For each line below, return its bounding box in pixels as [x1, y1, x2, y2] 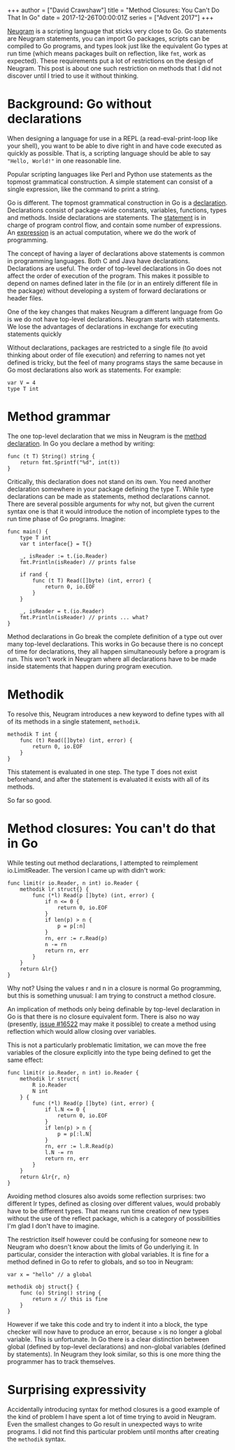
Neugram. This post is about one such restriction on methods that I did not [7, 64, 222, 72]
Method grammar [7, 409, 111, 424]
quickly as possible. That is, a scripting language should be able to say [7, 149, 211, 157]
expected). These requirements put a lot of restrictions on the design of [7, 57, 213, 65]
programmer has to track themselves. [7, 1357, 115, 1365]
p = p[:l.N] [57, 1131, 92, 1138]
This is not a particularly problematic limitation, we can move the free [7, 1040, 206, 1049]
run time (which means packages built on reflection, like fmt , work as [7, 49, 206, 57]
